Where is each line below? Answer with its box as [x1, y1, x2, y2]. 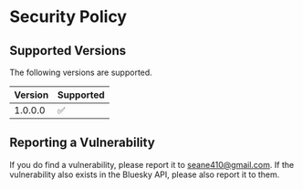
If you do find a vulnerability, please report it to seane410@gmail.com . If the [9, 159, 295, 170]
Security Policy [9, 6, 128, 27]
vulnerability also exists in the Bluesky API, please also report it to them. [9, 169, 280, 180]
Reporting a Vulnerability [9, 135, 155, 151]
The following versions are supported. [9, 67, 152, 78]
